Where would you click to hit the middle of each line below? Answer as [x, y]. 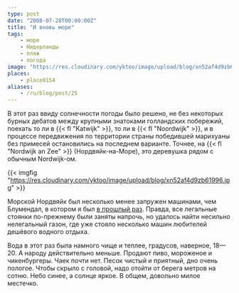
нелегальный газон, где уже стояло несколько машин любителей [107, 224]
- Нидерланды [39, 47]
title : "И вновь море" [41, 27]
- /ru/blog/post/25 [49, 93]
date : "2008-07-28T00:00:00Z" [52, 21]
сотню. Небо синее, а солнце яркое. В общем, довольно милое [104, 276]
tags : [15, 34]
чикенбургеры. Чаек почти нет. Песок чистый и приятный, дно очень [113, 261]
